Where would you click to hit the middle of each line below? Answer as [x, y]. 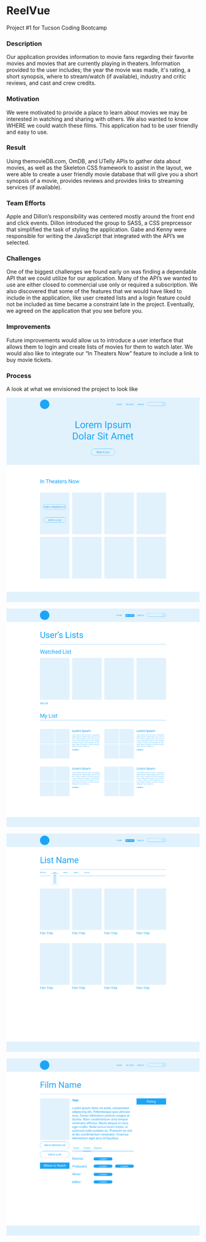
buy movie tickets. [29, 360]
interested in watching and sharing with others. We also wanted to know [97, 119]
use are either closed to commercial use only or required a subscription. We [102, 285]
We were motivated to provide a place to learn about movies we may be [97, 112]
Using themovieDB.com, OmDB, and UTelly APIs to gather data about [93, 161]
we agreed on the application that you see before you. [74, 311]
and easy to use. [27, 132]
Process [19, 376]
